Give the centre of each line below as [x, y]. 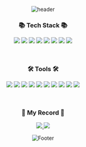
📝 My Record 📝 [43, 113]
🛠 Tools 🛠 [43, 69]
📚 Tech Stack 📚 [43, 25]
